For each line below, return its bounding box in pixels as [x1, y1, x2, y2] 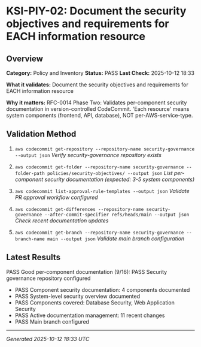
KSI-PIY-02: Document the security [6, 4, 187, 18]
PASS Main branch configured [14, 318, 90, 325]
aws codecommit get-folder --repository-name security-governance [14, 164, 184, 170]
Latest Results [6, 252, 61, 262]
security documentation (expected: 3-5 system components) [44, 176, 195, 183]
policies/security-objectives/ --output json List [47, 169, 173, 176]
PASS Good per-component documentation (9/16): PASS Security [6, 268, 167, 275]
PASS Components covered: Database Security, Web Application [14, 298, 175, 306]
